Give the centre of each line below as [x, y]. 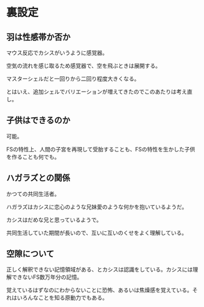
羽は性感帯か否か [38, 37]
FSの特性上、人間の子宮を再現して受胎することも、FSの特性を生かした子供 [101, 149]
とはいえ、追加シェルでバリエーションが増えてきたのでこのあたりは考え [97, 92]
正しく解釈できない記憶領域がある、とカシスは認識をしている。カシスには [100, 270]
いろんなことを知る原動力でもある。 [62, 298]
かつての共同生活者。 [33, 193]
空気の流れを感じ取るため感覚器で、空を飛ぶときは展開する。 [84, 66]
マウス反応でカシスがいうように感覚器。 [57, 53]
